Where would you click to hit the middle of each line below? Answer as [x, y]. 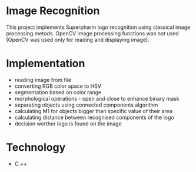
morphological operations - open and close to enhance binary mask [97, 98]
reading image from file [43, 80]
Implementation [46, 64]
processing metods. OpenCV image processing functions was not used [93, 33]
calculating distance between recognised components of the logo [94, 117]
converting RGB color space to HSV [58, 86]
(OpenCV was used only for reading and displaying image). [78, 39]
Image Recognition [53, 11]
